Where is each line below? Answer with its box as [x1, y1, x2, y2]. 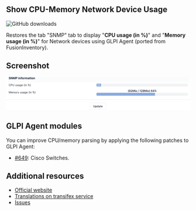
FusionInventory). [6, 44, 49, 51]
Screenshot [6, 61, 50, 71]
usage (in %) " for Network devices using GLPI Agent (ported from [6, 37, 166, 44]
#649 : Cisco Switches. [14, 154, 70, 161]
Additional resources [6, 171, 84, 181]
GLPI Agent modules [6, 121, 82, 131]
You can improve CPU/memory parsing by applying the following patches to [6, 137, 189, 144]
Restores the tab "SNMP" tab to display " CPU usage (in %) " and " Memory [6, 32, 186, 39]
